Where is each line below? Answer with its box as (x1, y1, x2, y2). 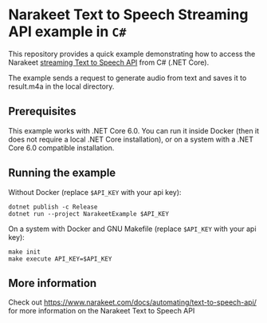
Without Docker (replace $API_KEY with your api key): (8, 187, 182, 197)
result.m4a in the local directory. (8, 82, 115, 91)
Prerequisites (8, 105, 77, 118)
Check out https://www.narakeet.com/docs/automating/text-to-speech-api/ (8, 297, 257, 307)
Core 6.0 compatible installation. (8, 142, 115, 153)
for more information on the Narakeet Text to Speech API (8, 306, 195, 316)
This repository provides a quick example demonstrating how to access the (8, 49, 256, 58)
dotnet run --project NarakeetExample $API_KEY (8, 209, 170, 217)
